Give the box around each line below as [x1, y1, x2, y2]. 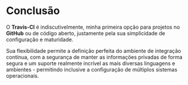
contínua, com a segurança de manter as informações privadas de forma [6, 53, 183, 60]
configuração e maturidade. [6, 36, 73, 43]
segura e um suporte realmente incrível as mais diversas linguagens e [6, 60, 175, 67]
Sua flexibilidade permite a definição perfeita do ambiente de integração [6, 47, 181, 54]
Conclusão [6, 4, 60, 18]
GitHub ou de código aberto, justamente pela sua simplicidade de [6, 29, 166, 36]
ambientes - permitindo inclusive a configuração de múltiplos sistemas [6, 66, 177, 73]
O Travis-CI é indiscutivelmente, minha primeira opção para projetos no [6, 23, 180, 30]
